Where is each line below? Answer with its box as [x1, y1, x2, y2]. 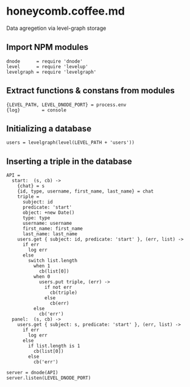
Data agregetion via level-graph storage [6, 24, 107, 32]
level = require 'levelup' [6, 63, 88, 69]
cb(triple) [49, 289, 78, 296]
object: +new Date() [22, 210, 75, 216]
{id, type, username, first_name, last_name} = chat [17, 188, 154, 194]
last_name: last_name [22, 231, 78, 237]
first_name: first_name [22, 225, 83, 232]
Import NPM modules [6, 42, 89, 52]
